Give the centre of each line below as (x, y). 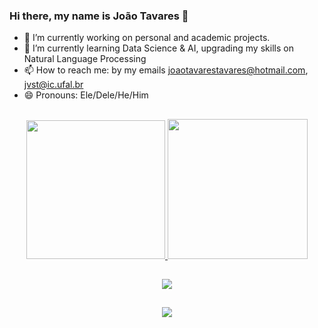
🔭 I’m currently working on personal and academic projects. (147, 38)
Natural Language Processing (85, 59)
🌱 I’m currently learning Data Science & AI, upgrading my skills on (158, 48)
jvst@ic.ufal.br (53, 85)
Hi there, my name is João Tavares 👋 (99, 16)
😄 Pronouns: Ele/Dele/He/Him (86, 95)
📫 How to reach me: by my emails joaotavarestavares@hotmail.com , (166, 70)
